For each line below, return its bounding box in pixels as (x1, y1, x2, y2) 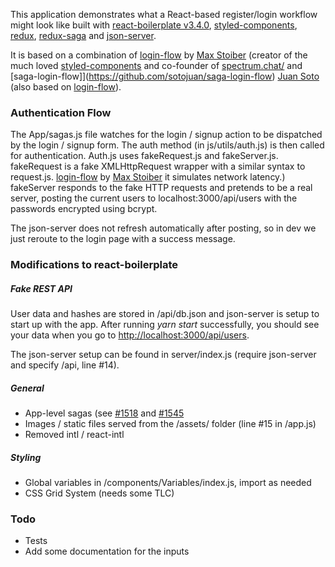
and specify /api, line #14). (10, 359, 120, 371)
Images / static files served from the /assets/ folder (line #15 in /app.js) (24, 418, 317, 430)
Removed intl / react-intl (24, 429, 125, 441)
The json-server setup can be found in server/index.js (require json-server (10, 349, 317, 361)
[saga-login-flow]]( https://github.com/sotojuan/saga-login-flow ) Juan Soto (10, 70, 320, 82)
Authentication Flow (10, 105, 112, 119)
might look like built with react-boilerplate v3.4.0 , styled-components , (10, 19, 298, 31)
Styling (10, 451, 42, 463)
